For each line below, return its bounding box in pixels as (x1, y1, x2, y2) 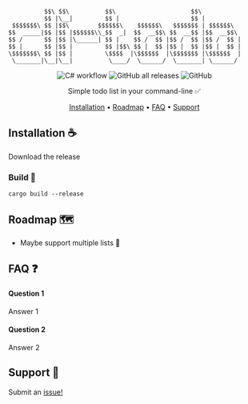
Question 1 (8, 289, 45, 298)
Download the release (8, 151, 81, 161)
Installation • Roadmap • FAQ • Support (69, 103, 200, 111)
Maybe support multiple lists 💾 (19, 237, 121, 248)
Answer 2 (8, 342, 40, 352)
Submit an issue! (8, 387, 63, 397)
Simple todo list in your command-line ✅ (67, 87, 202, 95)
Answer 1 (8, 306, 38, 316)
